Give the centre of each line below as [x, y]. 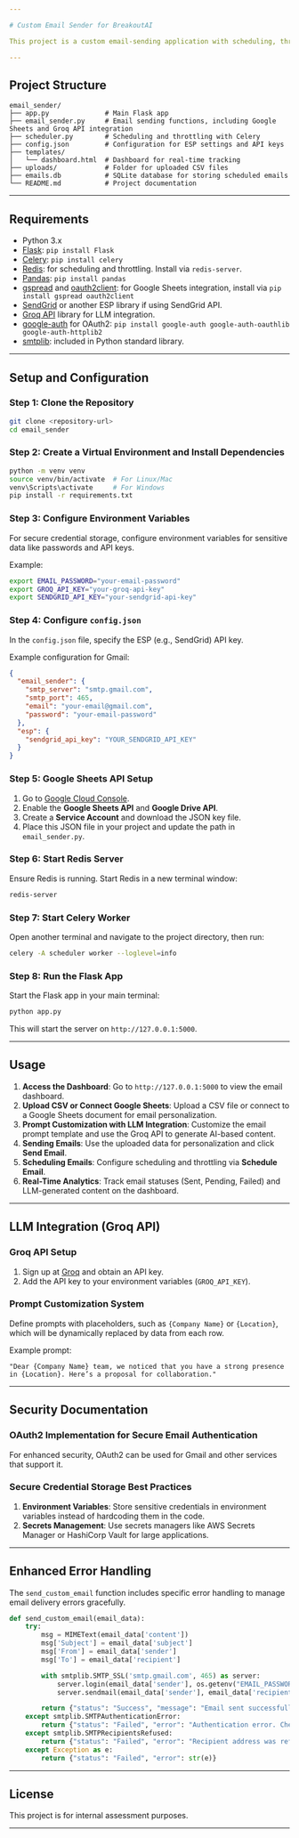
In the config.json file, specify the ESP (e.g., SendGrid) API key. [126, 640]
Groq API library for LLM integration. [89, 315]
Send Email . [44, 1153]
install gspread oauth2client [78, 296]
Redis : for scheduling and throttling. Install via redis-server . [132, 269]
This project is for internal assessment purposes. [99, 1816]
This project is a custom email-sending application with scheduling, [143, 41]
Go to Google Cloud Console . [76, 798]
